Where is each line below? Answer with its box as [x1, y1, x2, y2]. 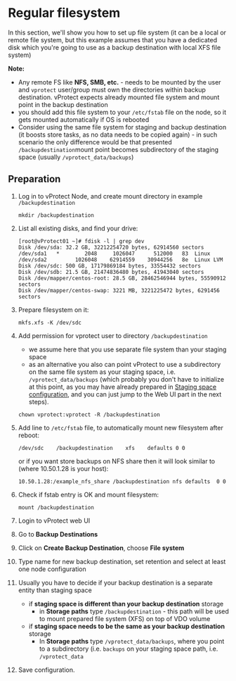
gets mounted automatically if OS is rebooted [18, 115, 150, 124]
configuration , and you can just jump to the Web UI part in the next [28, 389, 222, 399]
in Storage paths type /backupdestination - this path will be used [39, 607, 229, 616]
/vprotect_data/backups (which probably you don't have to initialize [28, 375, 224, 383]
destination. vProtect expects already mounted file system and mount [18, 93, 220, 101]
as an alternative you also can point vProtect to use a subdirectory [28, 360, 221, 368]
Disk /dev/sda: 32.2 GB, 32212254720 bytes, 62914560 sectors [18, 244, 204, 251]
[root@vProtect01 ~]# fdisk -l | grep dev [18, 237, 145, 244]
